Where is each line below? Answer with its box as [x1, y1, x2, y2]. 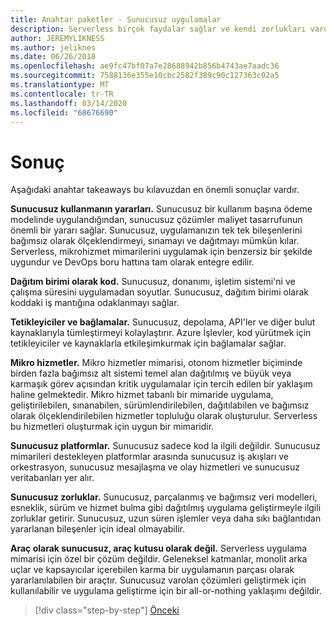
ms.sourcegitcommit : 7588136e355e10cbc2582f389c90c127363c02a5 [10, 71, 280, 81]
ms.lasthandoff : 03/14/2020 [10, 98, 128, 108]
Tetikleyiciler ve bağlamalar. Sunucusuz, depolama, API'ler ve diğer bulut [10, 316, 316, 328]
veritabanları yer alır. [10, 472, 95, 484]
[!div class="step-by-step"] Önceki [34, 604, 180, 616]
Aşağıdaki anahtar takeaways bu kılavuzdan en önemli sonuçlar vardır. [10, 184, 300, 196]
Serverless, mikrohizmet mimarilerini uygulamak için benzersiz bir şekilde [10, 246, 313, 258]
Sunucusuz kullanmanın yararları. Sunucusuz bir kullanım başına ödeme [10, 203, 313, 215]
